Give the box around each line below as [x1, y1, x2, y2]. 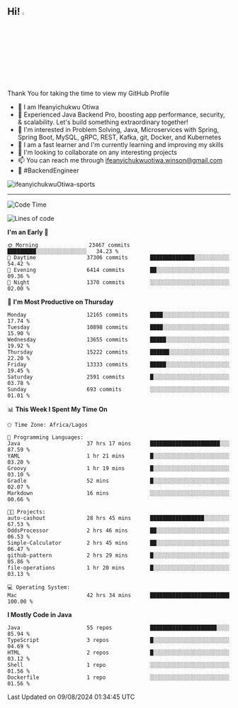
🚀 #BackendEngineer [17, 166, 79, 175]
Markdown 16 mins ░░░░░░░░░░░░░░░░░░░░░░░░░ [7, 489, 230, 496]
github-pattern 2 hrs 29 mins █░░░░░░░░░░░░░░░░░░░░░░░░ [7, 552, 230, 559]
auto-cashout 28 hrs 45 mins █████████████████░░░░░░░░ [7, 514, 230, 521]
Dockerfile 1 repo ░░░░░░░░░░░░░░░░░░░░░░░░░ [7, 674, 230, 681]
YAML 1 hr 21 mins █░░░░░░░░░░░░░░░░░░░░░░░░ [7, 452, 230, 459]
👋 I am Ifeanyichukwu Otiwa [17, 102, 99, 111]
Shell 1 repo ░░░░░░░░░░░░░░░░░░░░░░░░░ [7, 661, 230, 668]
